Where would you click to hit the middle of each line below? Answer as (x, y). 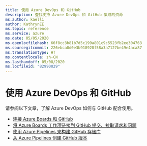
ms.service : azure (25, 33)
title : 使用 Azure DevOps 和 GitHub (43, 10)
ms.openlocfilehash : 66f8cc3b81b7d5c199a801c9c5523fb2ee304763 (74, 43)
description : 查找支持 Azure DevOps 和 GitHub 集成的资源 (64, 15)
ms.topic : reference (27, 29)
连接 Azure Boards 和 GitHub (43, 119)
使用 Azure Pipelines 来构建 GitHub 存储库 (56, 132)
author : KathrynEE (25, 24)
